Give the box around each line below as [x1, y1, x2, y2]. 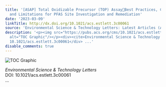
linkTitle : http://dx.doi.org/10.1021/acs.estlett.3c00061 [5, 21, 129, 26]
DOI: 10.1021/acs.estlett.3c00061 [5, 72, 71, 78]
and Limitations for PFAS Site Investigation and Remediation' [9, 12, 142, 17]
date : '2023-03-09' [5, 16, 45, 21]
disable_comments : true [5, 44, 54, 49]
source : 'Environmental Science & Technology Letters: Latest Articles [5, 26, 156, 30]
